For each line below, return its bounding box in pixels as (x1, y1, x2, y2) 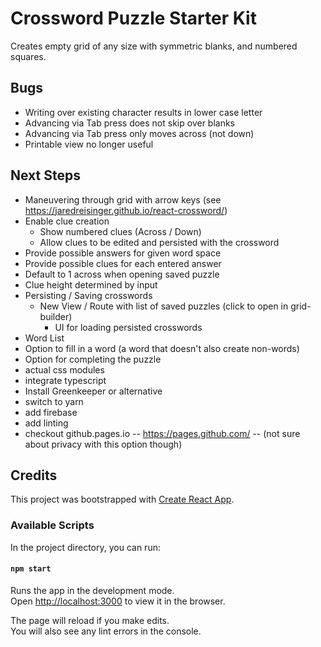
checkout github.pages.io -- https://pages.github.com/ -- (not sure (24, 427, 301, 439)
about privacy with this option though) (24, 438, 183, 450)
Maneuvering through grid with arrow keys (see (24, 193, 222, 206)
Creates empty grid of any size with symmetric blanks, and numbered (10, 40, 298, 52)
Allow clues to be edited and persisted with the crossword (39, 236, 280, 248)
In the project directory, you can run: (10, 541, 161, 553)
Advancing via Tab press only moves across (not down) (24, 127, 255, 139)
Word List (24, 332, 65, 344)
